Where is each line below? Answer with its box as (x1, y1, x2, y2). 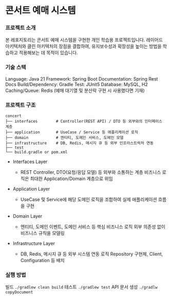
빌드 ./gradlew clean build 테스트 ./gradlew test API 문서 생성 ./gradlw (5, 284, 158, 290)
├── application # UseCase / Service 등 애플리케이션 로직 (5, 130, 139, 135)
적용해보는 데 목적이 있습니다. (18, 50, 78, 56)
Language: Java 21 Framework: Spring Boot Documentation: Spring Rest (5, 75, 158, 82)
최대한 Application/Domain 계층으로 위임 (30, 175, 113, 182)
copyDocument (5, 290, 33, 295)
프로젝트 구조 (5, 101, 36, 108)
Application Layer (12, 186, 50, 192)
